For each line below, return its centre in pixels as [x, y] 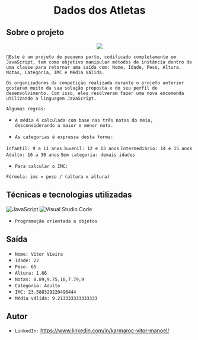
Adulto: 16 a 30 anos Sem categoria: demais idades [71, 155]
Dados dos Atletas [100, 10]
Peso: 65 [25, 267]
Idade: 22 [27, 260]
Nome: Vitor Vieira [39, 254]
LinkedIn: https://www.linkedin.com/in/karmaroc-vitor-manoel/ [92, 331]
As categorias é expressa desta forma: [64, 137]
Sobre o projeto [35, 32]
